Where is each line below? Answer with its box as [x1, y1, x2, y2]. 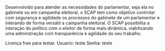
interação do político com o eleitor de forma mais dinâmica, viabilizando [5, 25, 153, 31]
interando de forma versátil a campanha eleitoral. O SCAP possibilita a [5, 20, 150, 26]
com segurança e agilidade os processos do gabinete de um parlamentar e [5, 15, 160, 20]
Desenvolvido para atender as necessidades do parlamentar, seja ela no [5, 4, 154, 10]
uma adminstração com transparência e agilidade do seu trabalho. [5, 31, 142, 36]
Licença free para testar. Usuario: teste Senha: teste [5, 40, 112, 46]
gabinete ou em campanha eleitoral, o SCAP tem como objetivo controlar [5, 9, 155, 15]
